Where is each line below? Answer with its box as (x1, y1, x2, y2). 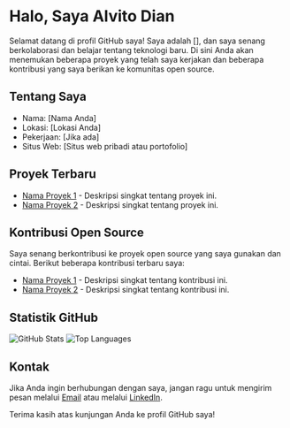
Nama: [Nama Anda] (21, 112, 97, 123)
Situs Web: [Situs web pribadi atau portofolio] (21, 141, 188, 151)
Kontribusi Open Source (9, 225, 144, 240)
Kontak (9, 359, 50, 374)
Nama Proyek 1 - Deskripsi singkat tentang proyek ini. (21, 190, 217, 201)
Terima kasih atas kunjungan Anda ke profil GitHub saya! (9, 409, 216, 419)
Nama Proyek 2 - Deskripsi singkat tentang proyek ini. (21, 199, 219, 210)
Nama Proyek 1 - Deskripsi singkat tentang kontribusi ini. (21, 275, 228, 286)
